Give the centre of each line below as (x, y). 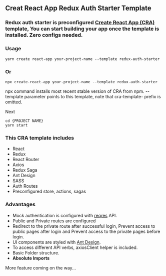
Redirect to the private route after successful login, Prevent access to (84, 226)
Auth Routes (25, 186)
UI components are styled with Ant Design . (56, 242)
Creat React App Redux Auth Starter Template (78, 8)
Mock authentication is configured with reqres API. (65, 215)
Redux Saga (25, 170)
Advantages (20, 204)
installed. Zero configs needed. (44, 35)
